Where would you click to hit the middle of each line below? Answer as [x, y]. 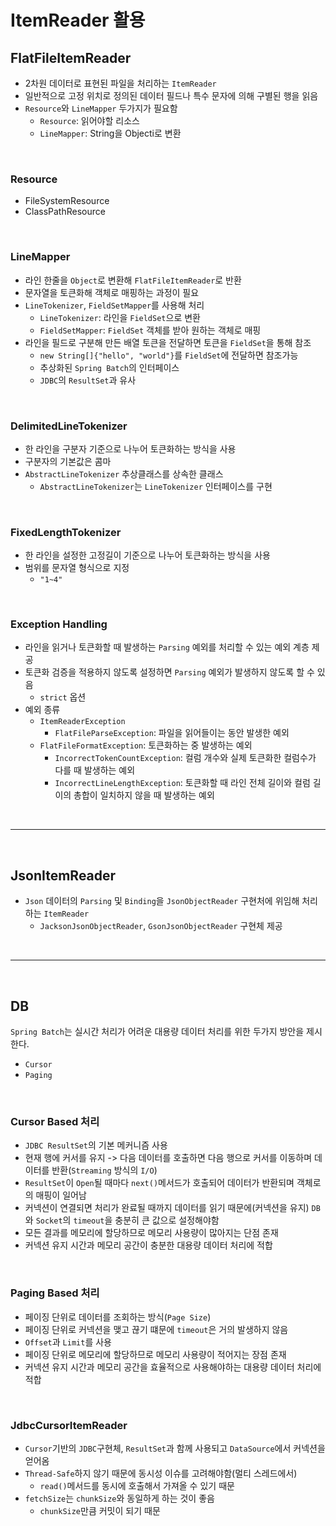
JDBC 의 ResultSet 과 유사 [88, 380]
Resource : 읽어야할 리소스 [89, 120]
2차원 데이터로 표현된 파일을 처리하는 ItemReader [120, 83]
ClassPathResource [65, 212]
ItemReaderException [82, 722]
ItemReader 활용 [78, 20]
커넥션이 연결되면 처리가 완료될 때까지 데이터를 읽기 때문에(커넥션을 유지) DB [172, 1208]
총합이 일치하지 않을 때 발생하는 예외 [144, 795]
